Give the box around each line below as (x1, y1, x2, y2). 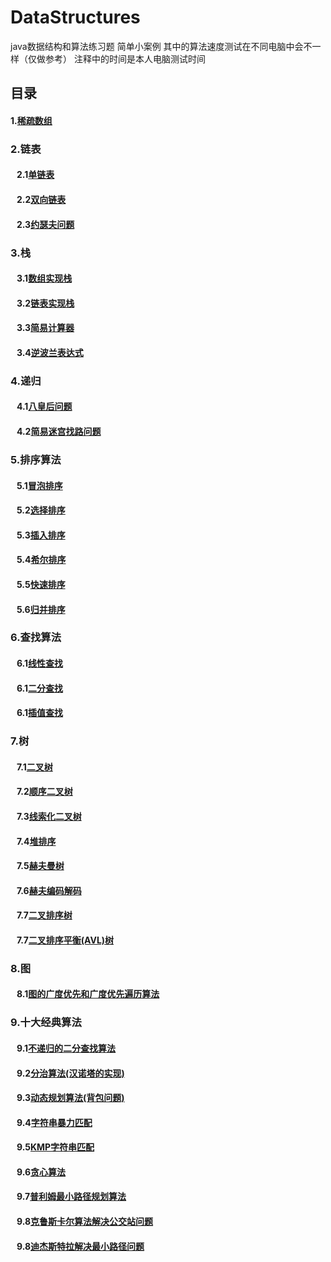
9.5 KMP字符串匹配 (16, 1141, 95, 1153)
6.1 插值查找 (16, 707, 64, 719)
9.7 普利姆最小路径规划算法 (16, 1191, 127, 1203)
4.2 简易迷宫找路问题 (16, 426, 102, 438)
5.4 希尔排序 (16, 554, 67, 566)
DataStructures (10, 6, 141, 29)
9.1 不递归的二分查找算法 (16, 1042, 117, 1054)
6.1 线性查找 (16, 657, 64, 670)
